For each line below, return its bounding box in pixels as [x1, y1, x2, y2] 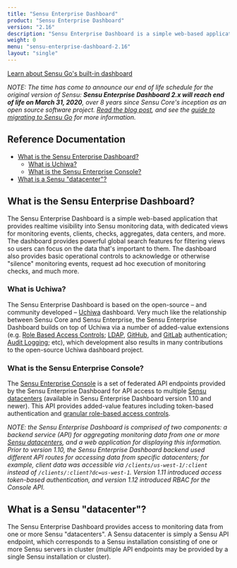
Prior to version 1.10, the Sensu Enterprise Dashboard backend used [7, 446, 205, 454]
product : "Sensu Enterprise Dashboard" [7, 17, 125, 24]
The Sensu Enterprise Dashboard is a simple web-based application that [7, 214, 218, 223]
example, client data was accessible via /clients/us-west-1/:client [7, 460, 208, 469]
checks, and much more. [7, 267, 80, 275]
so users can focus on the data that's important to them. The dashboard [7, 244, 217, 253]
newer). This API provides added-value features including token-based [7, 402, 214, 410]
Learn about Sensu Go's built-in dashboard [7, 69, 133, 78]
